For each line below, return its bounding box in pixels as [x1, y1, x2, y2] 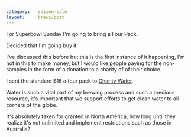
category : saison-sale [6, 8, 67, 15]
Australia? [6, 125, 31, 132]
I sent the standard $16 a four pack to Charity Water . [6, 77, 134, 84]
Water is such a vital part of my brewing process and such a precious [6, 89, 175, 96]
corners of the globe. [6, 101, 58, 108]
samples [6, 66, 27, 73]
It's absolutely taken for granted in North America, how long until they [6, 113, 176, 120]
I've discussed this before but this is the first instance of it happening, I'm [6, 53, 185, 60]
